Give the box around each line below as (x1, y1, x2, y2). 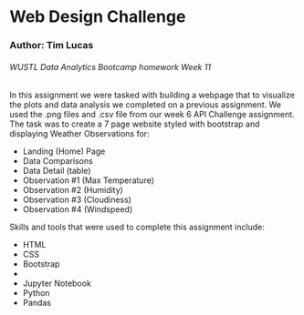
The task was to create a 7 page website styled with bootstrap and (9, 118, 260, 129)
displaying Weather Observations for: (9, 128, 150, 139)
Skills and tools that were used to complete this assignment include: (9, 221, 265, 233)
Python (22, 288, 50, 299)
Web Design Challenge (9, 6, 186, 27)
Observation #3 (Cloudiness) (22, 194, 132, 206)
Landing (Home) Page (22, 146, 106, 157)
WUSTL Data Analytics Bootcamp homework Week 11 (9, 61, 212, 72)
